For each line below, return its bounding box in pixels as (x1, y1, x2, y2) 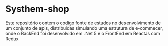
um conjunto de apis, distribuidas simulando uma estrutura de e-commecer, (5, 25, 163, 31)
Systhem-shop (5, 3, 69, 15)
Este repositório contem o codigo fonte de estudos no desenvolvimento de (5, 20, 161, 26)
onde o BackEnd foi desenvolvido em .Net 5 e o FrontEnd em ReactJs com (5, 30, 160, 36)
